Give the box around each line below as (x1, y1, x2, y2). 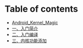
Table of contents (4, 3, 79, 15)
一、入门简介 (11, 25, 38, 31)
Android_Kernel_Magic (11, 20, 58, 25)
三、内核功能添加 (11, 38, 47, 44)
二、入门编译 (11, 31, 38, 37)
